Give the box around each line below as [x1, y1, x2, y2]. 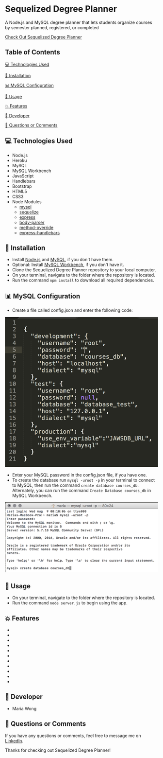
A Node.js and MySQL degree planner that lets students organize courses [5, 19, 152, 25]
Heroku [12, 157, 27, 163]
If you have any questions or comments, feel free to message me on [5, 733, 142, 739]
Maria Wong [12, 705, 37, 711]
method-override [19, 225, 54, 230]
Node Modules [12, 198, 42, 205]
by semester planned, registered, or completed [5, 24, 99, 30]
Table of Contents [5, 48, 61, 56]
